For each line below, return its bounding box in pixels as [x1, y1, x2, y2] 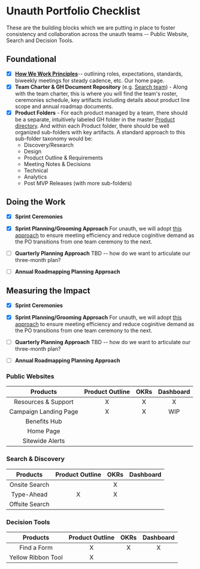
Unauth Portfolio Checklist [6, 4, 141, 18]
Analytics [23, 173, 47, 180]
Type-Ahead [11, 490, 48, 498]
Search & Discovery [6, 454, 65, 463]
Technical [23, 167, 49, 174]
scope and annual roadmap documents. [14, 103, 114, 110]
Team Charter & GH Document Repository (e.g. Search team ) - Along [14, 83, 188, 91]
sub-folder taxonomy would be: [14, 135, 93, 142]
